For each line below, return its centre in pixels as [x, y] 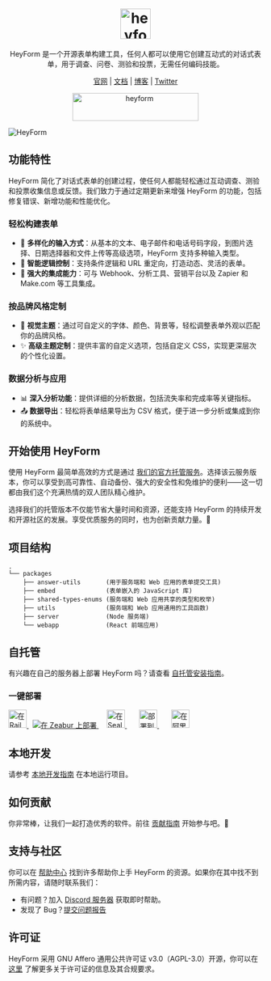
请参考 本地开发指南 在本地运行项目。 [71, 774]
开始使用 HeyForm [54, 452]
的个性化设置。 [45, 356]
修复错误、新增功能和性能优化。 [61, 201]
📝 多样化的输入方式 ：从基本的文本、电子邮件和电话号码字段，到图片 [133, 243]
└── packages [30, 574]
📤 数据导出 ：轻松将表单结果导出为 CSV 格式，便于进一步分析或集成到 [136, 410]
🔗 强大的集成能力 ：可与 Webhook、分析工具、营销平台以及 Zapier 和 [134, 273]
